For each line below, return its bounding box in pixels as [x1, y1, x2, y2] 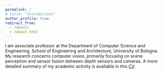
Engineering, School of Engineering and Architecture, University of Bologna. [5, 48, 159, 54]
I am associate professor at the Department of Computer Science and [5, 43, 146, 48]
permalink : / [5, 7, 32, 12]
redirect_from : [5, 20, 36, 26]
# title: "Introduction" [5, 12, 56, 16]
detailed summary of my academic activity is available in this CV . [5, 63, 136, 69]
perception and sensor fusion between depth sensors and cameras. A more [5, 59, 158, 64]
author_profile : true [5, 16, 49, 21]
